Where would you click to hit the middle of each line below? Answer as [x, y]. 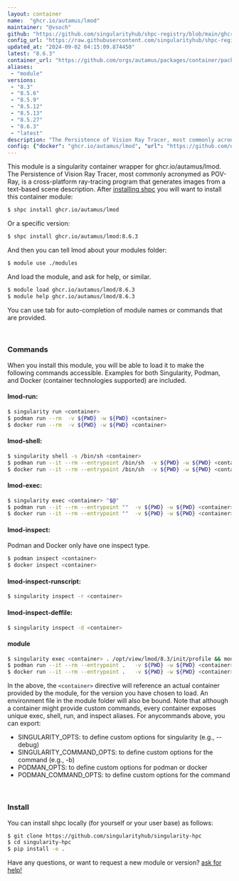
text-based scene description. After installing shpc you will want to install [115, 189]
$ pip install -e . [36, 849]
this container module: [40, 197]
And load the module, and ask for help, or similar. [79, 276]
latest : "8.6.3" [31, 54]
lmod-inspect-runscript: [44, 581]
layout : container [34, 14]
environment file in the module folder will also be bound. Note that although [118, 701]
